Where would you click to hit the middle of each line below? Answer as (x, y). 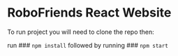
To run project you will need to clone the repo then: (81, 32)
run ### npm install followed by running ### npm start (88, 45)
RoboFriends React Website (89, 13)
